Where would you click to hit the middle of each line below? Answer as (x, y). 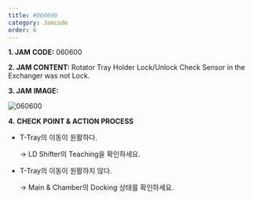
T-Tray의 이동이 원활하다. (59, 137)
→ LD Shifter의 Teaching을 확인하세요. (80, 155)
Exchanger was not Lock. (49, 76)
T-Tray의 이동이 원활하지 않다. (66, 171)
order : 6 (22, 30)
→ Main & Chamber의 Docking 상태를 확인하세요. (97, 187)
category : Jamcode (38, 23)
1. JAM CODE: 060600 (45, 53)
